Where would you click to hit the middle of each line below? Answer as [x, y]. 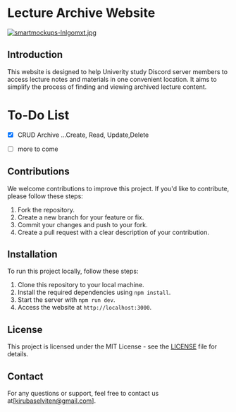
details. [18, 354]
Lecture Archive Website [81, 13]
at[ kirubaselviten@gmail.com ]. [52, 401]
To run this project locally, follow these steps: [73, 271]
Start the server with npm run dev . [66, 300]
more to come [38, 149]
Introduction [35, 55]
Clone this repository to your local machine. [81, 285]
